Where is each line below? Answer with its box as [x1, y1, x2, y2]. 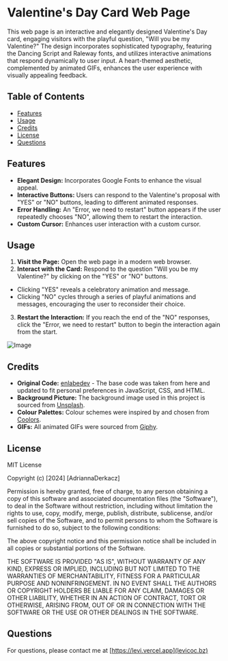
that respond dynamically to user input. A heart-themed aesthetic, [7, 56, 193, 64]
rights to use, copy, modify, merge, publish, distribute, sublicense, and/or [7, 509, 213, 517]
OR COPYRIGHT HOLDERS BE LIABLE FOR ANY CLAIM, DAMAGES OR [7, 586, 205, 595]
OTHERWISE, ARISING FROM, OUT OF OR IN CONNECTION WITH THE [7, 601, 206, 609]
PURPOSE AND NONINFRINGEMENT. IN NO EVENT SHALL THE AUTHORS [7, 580, 217, 587]
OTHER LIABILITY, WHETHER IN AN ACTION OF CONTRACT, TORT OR [7, 594, 206, 601]
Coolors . [16, 415, 42, 424]
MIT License [7, 461, 42, 469]
